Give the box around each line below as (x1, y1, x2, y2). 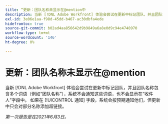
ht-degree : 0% (5, 40, 35, 45)
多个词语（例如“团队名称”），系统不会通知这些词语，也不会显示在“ (9, 91, 145, 97)
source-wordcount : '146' (5, 35, 57, 40)
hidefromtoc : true (5, 21, 43, 26)
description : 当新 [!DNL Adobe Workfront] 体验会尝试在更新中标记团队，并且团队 (5, 12, 162, 17)
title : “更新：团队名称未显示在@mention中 (5, 7, 86, 12)
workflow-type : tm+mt (5, 30, 50, 35)
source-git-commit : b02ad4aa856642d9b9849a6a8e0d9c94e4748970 (5, 26, 137, 31)
